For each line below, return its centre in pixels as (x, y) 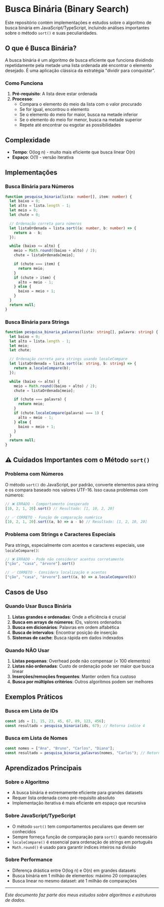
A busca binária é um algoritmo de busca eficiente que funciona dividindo (79, 60)
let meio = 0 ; (24, 210)
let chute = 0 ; (25, 215)
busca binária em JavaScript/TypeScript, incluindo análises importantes (77, 27)
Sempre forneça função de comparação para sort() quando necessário (85, 837)
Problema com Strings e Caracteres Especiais (60, 535)
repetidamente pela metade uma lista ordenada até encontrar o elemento (79, 65)
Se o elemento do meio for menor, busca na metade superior (81, 120)
